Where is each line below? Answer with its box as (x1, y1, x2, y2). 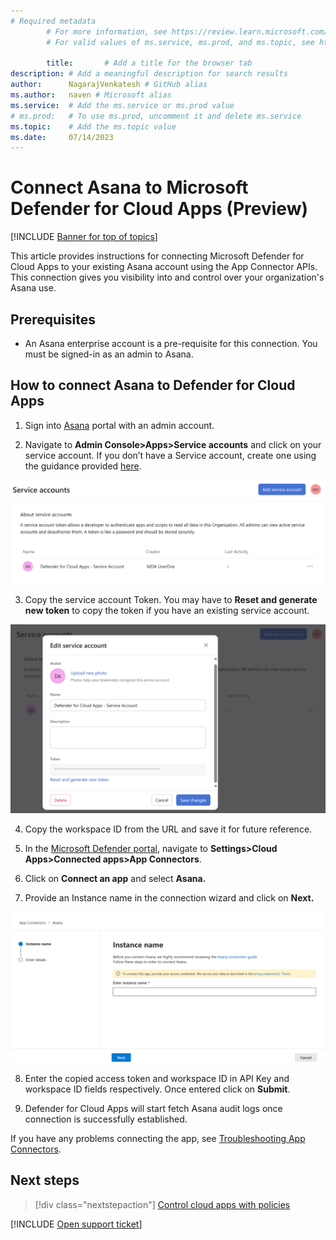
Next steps (10, 1172, 80, 1189)
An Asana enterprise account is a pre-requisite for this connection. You (24, 338, 318, 349)
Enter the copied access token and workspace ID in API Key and (24, 1073, 290, 1085)
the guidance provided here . (24, 460, 142, 472)
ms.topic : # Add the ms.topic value (10, 121, 177, 132)
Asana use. (10, 282, 57, 294)
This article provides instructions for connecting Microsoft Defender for (10, 250, 305, 262)
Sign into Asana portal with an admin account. (24, 419, 215, 431)
